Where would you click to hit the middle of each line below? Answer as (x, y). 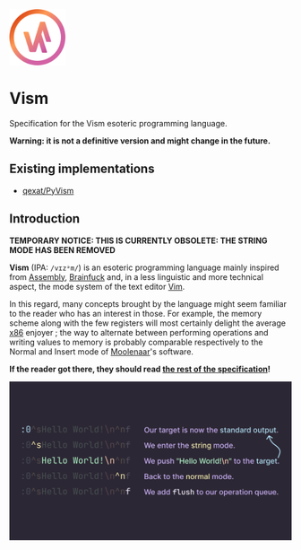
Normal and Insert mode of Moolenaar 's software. (102, 351)
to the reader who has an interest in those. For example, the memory (136, 313)
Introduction (45, 219)
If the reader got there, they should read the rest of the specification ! (140, 369)
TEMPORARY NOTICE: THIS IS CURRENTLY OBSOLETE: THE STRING (138, 240)
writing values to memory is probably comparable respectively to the (136, 342)
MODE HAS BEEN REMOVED (63, 249)
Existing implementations (82, 169)
